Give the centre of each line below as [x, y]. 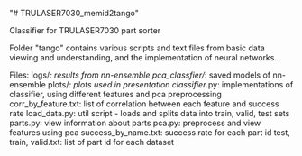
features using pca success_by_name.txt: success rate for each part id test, [150, 133]
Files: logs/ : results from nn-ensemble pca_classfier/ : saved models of [140, 75]
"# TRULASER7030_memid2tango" [74, 13]
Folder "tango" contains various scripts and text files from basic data [137, 48]
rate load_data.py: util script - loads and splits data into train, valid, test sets [150, 113]
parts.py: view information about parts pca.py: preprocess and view [135, 123]
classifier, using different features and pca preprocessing [116, 94]
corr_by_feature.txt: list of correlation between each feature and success [144, 104]
